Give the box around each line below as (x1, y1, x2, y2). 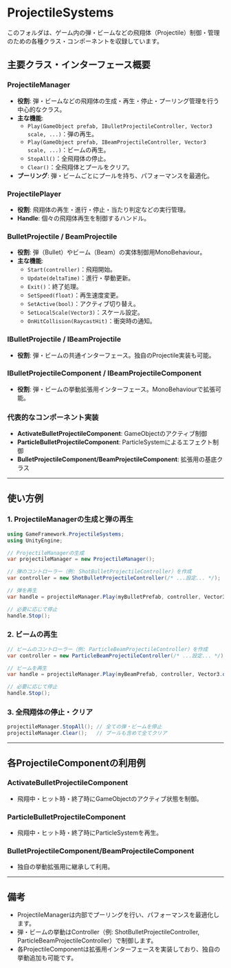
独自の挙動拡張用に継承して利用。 (16, 863, 114, 871)
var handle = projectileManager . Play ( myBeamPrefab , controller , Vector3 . (7, 671, 223, 678)
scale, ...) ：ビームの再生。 (27, 146, 110, 154)
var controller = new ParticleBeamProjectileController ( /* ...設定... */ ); (7, 652, 227, 659)
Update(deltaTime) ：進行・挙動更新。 (27, 274, 135, 283)
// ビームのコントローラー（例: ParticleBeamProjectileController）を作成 (7, 646, 208, 652)
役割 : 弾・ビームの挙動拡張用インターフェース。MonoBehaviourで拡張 (16, 385, 215, 393)
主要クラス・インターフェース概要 (7, 59, 151, 71)
